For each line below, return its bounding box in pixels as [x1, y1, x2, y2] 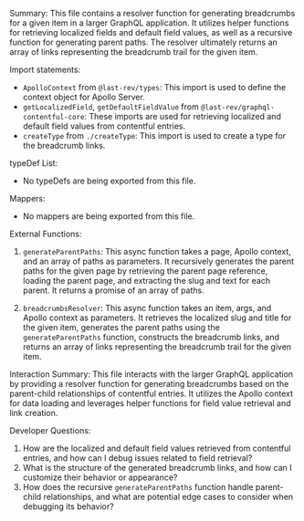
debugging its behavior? [22, 501, 114, 512]
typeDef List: [9, 158, 58, 168]
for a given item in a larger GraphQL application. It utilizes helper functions [9, 17, 289, 28]
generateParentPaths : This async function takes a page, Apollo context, [22, 246, 292, 256]
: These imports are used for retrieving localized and [84, 111, 281, 121]
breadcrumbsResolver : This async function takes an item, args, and [22, 303, 272, 313]
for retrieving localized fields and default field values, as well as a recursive [9, 27, 293, 37]
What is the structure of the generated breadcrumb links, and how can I [22, 463, 292, 473]
